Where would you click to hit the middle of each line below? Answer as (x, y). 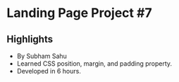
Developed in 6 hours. (49, 71)
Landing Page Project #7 (79, 13)
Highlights (30, 39)
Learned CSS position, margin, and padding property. (94, 64)
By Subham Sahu (42, 56)
